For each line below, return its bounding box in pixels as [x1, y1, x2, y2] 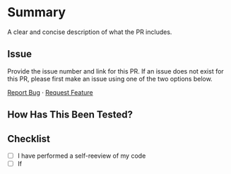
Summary [7, 4, 66, 21]
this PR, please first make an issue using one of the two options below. [7, 74, 213, 83]
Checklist [7, 132, 51, 145]
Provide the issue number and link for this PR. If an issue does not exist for [7, 66, 224, 75]
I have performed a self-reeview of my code [17, 151, 146, 160]
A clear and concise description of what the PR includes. [7, 28, 172, 36]
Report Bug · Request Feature [7, 88, 93, 96]
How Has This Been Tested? [7, 109, 133, 121]
